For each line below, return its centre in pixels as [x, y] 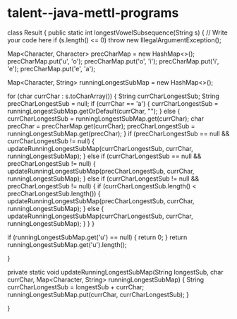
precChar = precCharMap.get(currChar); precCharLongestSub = [101, 126]
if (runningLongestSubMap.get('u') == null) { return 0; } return [97, 237]
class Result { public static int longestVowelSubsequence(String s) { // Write [117, 32]
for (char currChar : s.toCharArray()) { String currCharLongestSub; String [114, 96]
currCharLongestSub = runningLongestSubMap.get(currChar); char [106, 119]
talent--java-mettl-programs [93, 13]
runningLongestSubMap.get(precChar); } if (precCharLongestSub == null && [119, 133]
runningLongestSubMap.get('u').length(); [67, 244]
